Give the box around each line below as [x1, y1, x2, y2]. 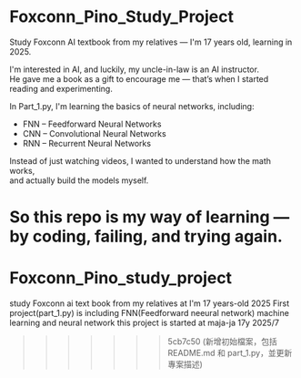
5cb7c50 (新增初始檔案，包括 [167, 336, 277, 347]
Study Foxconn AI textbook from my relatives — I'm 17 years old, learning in [9, 36, 293, 47]
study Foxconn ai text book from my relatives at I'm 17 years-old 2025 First [9, 298, 290, 309]
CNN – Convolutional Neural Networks [22, 128, 166, 138]
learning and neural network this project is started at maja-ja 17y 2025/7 [9, 317, 280, 329]
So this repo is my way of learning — [9, 207, 290, 228]
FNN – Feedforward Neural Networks [22, 118, 162, 129]
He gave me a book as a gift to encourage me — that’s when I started [9, 73, 269, 84]
